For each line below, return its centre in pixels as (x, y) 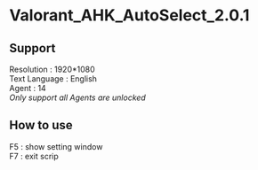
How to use (41, 125)
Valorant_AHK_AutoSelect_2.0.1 (129, 15)
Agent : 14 (28, 88)
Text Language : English (53, 79)
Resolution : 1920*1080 (52, 69)
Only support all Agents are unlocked (78, 97)
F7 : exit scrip (34, 156)
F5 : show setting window (56, 146)
